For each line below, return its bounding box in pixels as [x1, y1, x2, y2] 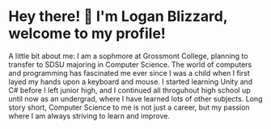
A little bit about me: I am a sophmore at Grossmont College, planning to [8, 51, 248, 60]
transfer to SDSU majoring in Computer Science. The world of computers [8, 60, 252, 69]
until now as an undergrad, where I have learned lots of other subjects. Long [8, 94, 263, 103]
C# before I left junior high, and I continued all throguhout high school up [8, 85, 251, 95]
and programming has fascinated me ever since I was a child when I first [8, 68, 251, 77]
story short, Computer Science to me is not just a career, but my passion [8, 102, 250, 112]
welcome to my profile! [8, 24, 166, 43]
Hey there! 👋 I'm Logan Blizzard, [8, 7, 228, 26]
